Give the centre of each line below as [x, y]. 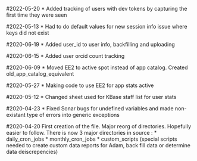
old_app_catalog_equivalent [40, 74]
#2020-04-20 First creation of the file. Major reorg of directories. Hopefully [99, 126]
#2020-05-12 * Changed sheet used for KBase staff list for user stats [91, 97]
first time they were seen [37, 15]
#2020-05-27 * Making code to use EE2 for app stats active [80, 85]
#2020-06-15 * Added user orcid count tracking [65, 56]
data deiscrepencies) [32, 152]
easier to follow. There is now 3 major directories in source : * [82, 133]
